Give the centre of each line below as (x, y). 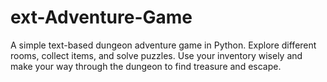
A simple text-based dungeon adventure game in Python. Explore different (163, 45)
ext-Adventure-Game (101, 17)
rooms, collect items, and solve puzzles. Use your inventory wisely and (156, 55)
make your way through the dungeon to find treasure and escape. (146, 66)
